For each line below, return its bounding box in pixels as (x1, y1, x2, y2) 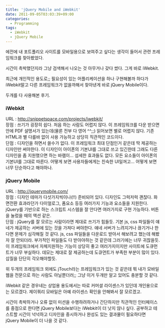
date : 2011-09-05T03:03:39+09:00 (5, 12, 74, 17)
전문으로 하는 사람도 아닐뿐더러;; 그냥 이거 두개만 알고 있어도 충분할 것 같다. (14, 272, 159, 278)
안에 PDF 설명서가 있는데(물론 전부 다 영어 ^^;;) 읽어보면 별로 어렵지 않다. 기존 (5, 128, 154, 134)
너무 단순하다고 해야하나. (5, 165, 53, 171)
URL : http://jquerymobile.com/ (5, 189, 68, 194)
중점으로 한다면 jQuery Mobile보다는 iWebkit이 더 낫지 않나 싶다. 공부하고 (10, 305, 152, 311)
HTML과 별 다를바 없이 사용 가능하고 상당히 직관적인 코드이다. (5, 134, 124, 140)
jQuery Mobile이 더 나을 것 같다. (5, 318, 68, 324)
